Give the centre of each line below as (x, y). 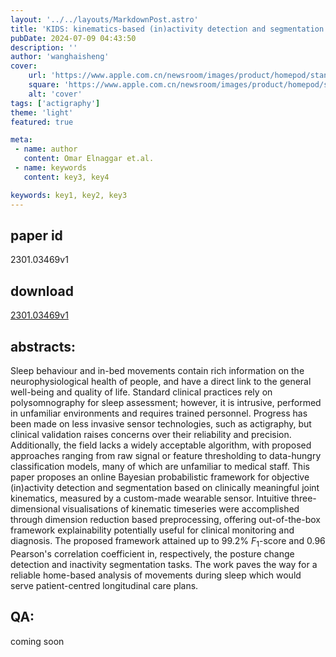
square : (44, 85)
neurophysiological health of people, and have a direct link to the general (161, 381)
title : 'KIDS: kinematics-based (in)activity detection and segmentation (167, 29)
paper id (36, 235)
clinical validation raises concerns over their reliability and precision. (151, 434)
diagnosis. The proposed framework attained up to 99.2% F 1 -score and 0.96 (168, 541)
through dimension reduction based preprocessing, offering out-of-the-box (165, 519)
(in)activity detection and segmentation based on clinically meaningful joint (165, 487)
